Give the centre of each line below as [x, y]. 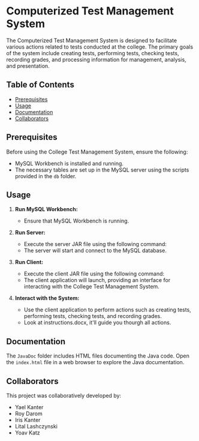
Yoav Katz [27, 433]
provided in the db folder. [46, 176]
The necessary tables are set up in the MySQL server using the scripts [102, 170]
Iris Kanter [28, 420]
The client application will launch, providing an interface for [97, 280]
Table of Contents [40, 85]
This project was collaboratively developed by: [64, 395]
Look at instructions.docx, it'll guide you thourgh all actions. [97, 323]
